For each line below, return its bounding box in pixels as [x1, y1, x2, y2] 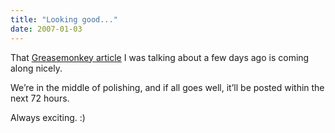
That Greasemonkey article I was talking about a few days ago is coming [10, 51, 310, 63]
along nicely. [10, 62, 63, 74]
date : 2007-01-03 [10, 24, 83, 34]
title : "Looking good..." [10, 14, 118, 25]
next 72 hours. [10, 92, 70, 104]
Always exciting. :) [10, 111, 86, 123]
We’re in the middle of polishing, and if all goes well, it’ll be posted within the [10, 81, 325, 93]
